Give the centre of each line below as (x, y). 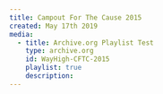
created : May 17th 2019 (54, 26)
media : (21, 34)
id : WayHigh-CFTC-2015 (68, 59)
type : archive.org (60, 51)
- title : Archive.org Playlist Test (86, 43)
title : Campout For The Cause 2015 (76, 17)
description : (50, 76)
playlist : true (54, 68)
